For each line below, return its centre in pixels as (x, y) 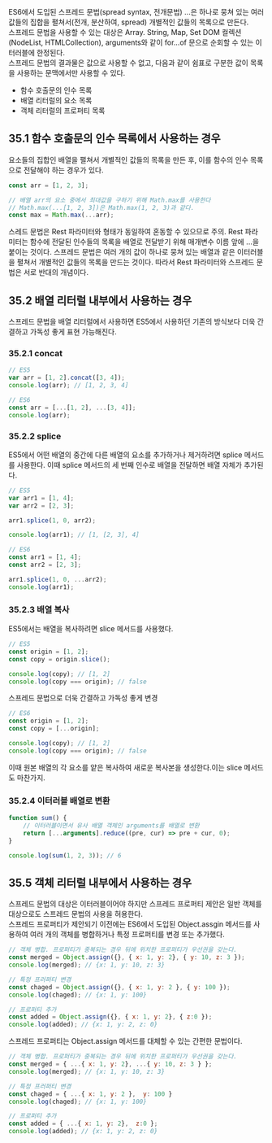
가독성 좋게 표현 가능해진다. (73, 332)
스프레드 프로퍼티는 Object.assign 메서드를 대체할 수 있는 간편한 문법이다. (125, 1041)
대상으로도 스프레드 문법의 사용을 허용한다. (76, 914)
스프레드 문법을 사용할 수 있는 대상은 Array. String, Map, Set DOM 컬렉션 (125, 32)
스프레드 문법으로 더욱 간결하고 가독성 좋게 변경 (83, 698)
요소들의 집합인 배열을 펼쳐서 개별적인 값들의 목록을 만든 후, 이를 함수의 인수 (129, 159)
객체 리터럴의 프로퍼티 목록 (63, 111)
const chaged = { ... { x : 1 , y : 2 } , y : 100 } (91, 1094)
